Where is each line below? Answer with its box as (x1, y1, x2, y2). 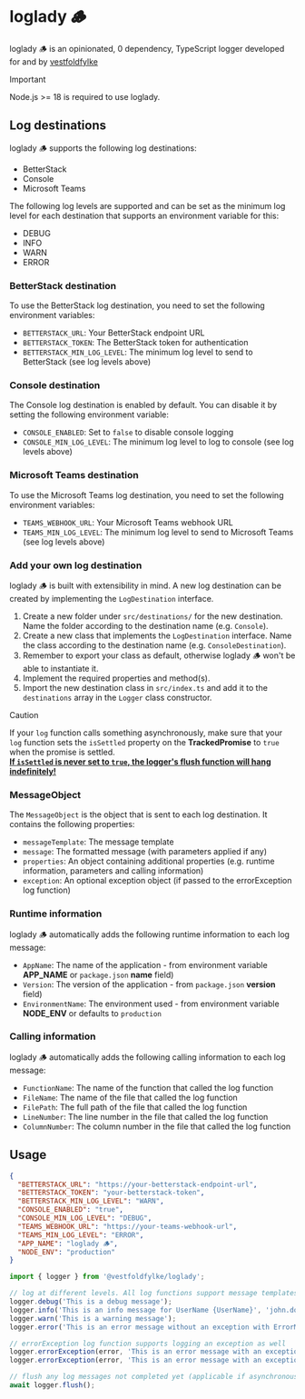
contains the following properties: (9, 819, 135, 830)
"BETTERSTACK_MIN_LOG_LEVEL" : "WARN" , (17, 1196, 165, 1206)
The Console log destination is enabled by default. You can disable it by (9, 400, 278, 411)
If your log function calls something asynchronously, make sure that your (9, 727, 283, 738)
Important (9, 74, 46, 85)
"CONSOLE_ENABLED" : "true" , (17, 1205, 124, 1214)
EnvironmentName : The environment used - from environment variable (22, 998, 280, 1009)
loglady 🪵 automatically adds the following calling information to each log (9, 1051, 286, 1063)
